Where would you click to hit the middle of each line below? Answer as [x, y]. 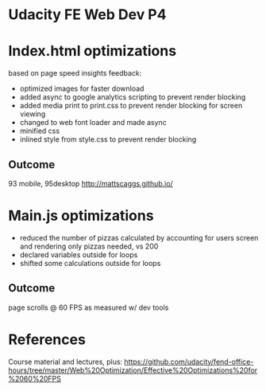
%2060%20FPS [35, 378]
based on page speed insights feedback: [75, 73]
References [47, 339]
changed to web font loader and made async [93, 123]
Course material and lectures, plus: [66, 362]
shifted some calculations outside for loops [90, 263]
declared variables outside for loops [79, 254]
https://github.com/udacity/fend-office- [189, 362]
